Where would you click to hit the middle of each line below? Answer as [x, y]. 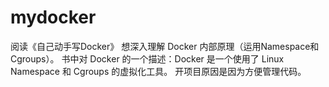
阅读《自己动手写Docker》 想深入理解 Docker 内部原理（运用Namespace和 [165, 46]
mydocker [53, 17]
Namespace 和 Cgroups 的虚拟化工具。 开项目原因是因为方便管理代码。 [158, 71]
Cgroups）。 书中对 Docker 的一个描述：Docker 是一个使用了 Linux [147, 58]
